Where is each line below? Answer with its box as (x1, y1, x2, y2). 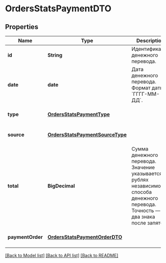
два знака (131, 213, 156, 220)
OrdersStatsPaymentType (47, 111, 110, 117)
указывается (131, 170, 163, 177)
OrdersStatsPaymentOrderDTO (47, 234, 123, 240)
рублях (131, 176, 149, 183)
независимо (131, 183, 161, 189)
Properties (5, 23, 39, 31)
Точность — (131, 207, 161, 214)
